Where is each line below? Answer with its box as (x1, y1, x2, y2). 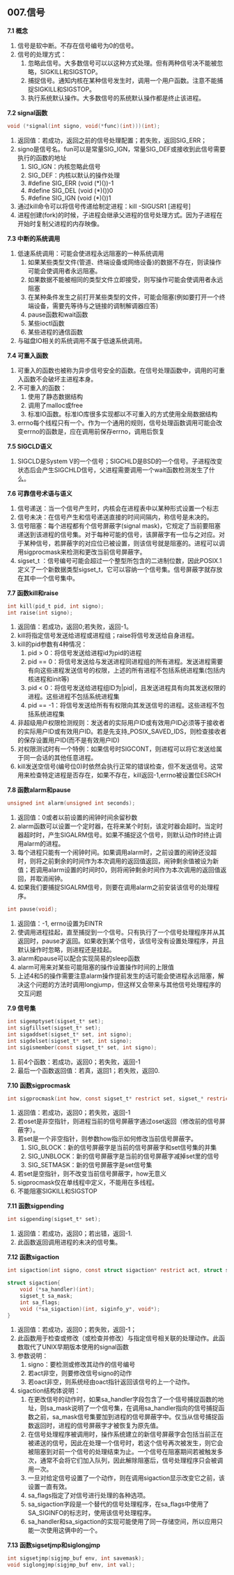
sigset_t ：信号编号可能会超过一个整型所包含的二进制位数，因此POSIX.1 (17, 556, 222, 564)
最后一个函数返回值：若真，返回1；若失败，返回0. (17, 1066, 160, 1074)
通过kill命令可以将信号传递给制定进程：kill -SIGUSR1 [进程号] (17, 202, 192, 210)
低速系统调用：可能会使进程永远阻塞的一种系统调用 (17, 249, 164, 257)
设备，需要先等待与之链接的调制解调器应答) (33, 301, 159, 309)
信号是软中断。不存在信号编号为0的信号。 (17, 41, 138, 50)
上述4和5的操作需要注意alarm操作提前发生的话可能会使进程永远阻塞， (17, 972, 219, 980)
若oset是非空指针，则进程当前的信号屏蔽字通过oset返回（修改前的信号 (17, 1117, 219, 1126)
